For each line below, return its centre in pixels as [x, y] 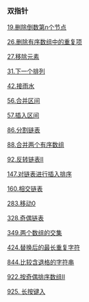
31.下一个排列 [26, 71]
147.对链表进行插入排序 [39, 174]
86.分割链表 [24, 130]
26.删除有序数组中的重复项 [44, 42]
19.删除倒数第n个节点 [37, 27]
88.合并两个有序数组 [36, 145]
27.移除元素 [23, 57]
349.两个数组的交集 [35, 233]
